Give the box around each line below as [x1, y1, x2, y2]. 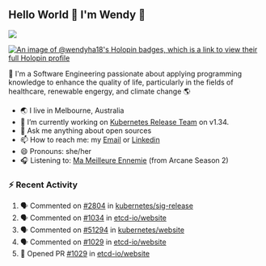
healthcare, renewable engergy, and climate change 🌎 [8, 86, 192, 96]
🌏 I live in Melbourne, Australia [19, 106, 125, 115]
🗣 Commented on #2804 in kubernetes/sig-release [19, 201, 194, 210]
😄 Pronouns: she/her [19, 146, 91, 156]
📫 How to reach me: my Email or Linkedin [19, 135, 160, 144]
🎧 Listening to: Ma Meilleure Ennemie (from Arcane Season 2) [19, 155, 229, 165]
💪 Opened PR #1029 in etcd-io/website [19, 249, 150, 259]
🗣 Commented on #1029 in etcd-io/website [19, 237, 167, 247]
